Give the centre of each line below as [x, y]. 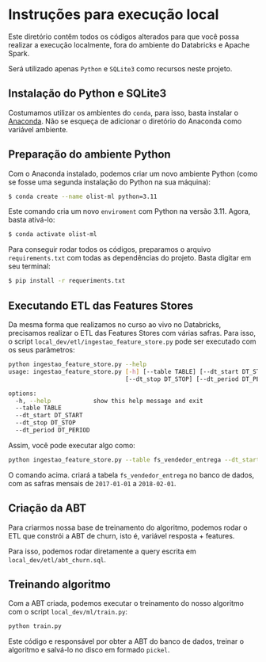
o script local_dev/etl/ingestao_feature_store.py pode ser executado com [132, 341]
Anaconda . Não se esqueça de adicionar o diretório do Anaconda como [125, 121]
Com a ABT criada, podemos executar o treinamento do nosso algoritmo [126, 603]
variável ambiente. [38, 129]
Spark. [19, 53]
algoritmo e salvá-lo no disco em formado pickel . [89, 650]
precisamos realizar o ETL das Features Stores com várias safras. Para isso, [132, 333]
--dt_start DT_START [49, 416]
